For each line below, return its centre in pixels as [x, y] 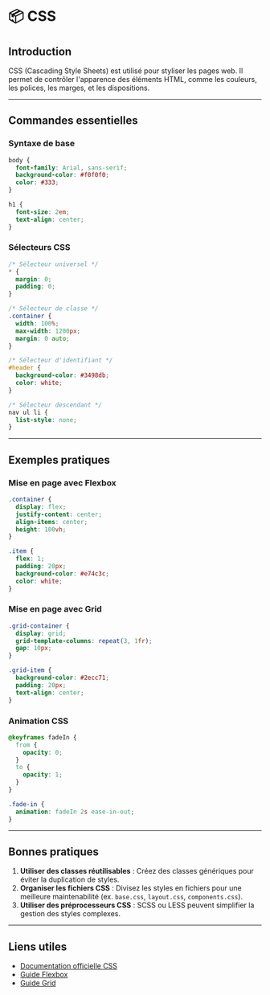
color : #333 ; [37, 182]
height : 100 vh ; [41, 529]
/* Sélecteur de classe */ [53, 309]
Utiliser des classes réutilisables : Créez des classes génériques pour [137, 871]
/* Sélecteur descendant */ [55, 405]
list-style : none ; [47, 420]
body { [19, 160]
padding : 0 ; [36, 287]
